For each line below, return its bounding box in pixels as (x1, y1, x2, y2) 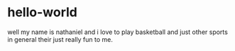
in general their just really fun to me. (7, 35, 114, 43)
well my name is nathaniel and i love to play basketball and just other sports (7, 28, 229, 36)
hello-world (7, 4, 78, 21)
